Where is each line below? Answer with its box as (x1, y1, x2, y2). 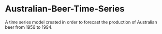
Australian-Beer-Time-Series (5, 3, 125, 14)
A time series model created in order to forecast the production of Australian (5, 19, 157, 25)
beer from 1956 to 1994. (5, 24, 53, 30)
